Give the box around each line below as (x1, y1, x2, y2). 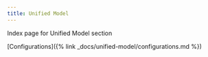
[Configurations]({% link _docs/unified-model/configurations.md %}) (7, 42, 203, 50)
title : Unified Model (7, 10, 69, 17)
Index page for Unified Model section (7, 29, 113, 37)
